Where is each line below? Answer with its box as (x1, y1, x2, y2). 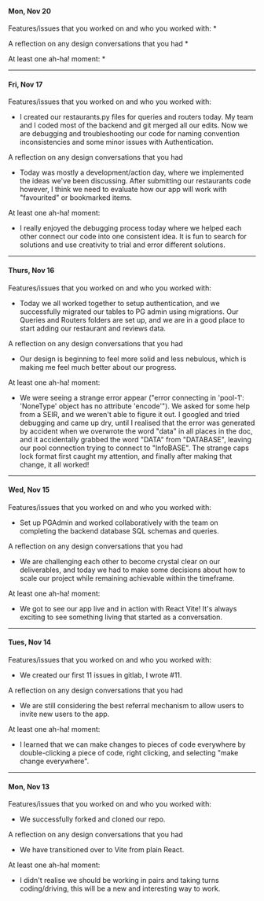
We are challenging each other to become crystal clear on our (19, 556, 221, 566)
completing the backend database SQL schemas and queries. (19, 526, 220, 535)
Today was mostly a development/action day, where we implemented (19, 168, 244, 177)
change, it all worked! (19, 460, 90, 469)
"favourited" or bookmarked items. (19, 193, 132, 202)
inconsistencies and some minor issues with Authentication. (19, 138, 214, 147)
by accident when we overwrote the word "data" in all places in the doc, (19, 426, 253, 436)
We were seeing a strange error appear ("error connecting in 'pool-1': (19, 393, 245, 402)
